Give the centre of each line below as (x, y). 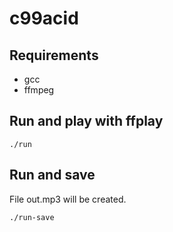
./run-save (32, 217)
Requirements (54, 55)
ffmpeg (39, 90)
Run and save (52, 175)
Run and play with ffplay (86, 121)
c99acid (44, 18)
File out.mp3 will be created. (68, 199)
